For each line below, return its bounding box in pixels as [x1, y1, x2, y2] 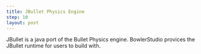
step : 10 [6, 14, 28, 20]
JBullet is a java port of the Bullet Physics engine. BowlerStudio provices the [6, 36, 196, 43]
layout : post [6, 20, 39, 26]
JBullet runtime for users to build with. [6, 42, 101, 49]
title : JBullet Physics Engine [6, 8, 85, 15]
